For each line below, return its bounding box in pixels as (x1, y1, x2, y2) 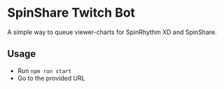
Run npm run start (17, 66, 72, 74)
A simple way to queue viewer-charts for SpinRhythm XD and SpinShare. (7, 28, 217, 36)
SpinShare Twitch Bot (7, 5, 135, 21)
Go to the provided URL (17, 74, 85, 82)
